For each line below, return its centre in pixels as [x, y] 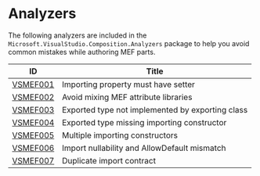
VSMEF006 [33, 148]
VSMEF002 [33, 97]
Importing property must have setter [128, 84]
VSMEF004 [33, 122]
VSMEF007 [33, 160]
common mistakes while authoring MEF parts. [82, 52]
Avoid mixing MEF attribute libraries [127, 97]
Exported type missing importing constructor [144, 122]
